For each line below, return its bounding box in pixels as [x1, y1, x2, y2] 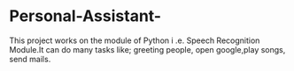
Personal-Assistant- [9, 6, 162, 26]
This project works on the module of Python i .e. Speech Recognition [9, 35, 260, 46]
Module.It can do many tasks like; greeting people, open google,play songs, [9, 44, 286, 54]
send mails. [9, 53, 51, 64]
